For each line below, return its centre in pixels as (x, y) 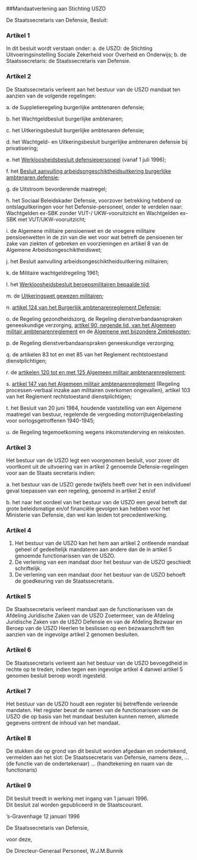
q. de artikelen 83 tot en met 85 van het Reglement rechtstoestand (87, 354)
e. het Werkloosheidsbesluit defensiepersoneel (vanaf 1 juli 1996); (86, 159)
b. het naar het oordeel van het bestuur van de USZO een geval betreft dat (97, 502)
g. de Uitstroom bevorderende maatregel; (56, 189)
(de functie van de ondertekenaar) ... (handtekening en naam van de (89, 764)
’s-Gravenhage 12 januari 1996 (43, 816)
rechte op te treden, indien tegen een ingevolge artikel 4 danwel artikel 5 (95, 669)
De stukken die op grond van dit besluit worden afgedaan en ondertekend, (97, 751)
